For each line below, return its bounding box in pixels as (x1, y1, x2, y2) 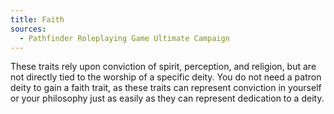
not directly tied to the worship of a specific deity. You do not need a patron (10, 71, 322, 83)
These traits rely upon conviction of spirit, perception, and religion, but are (10, 61, 317, 73)
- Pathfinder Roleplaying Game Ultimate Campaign (19, 33, 230, 43)
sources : (10, 24, 47, 34)
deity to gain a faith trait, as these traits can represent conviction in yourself (10, 82, 322, 94)
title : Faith (10, 14, 65, 25)
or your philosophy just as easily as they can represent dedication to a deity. (10, 92, 325, 105)
